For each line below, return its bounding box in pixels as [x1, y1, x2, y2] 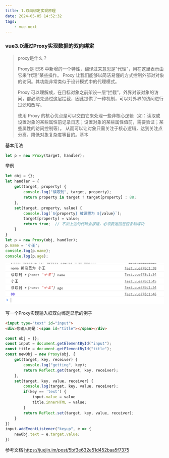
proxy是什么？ [17, 55, 47, 61]
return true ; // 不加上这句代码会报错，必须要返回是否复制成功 [23, 222, 145, 227]
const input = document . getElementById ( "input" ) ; [5, 341, 112, 346]
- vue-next [14, 24, 37, 29]
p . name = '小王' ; [5, 243, 40, 248]
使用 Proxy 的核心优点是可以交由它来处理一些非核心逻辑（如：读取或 [17, 112, 160, 118]
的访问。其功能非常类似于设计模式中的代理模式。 [17, 78, 120, 85]
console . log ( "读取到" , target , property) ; [23, 190, 112, 195]
